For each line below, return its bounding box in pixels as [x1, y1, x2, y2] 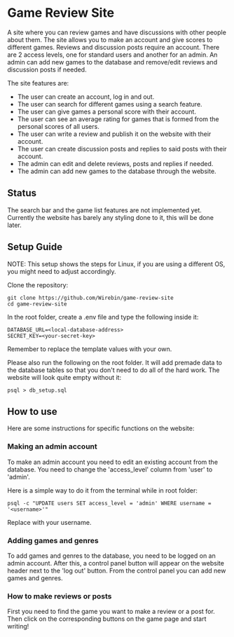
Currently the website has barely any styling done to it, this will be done [7, 213, 214, 221]
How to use [7, 405, 57, 418]
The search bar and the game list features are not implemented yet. [7, 205, 202, 214]
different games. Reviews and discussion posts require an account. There [7, 43, 220, 51]
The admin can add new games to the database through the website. [17, 167, 216, 175]
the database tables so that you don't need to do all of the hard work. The [7, 366, 220, 374]
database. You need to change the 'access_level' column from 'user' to [7, 465, 213, 474]
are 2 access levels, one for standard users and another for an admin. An [7, 50, 218, 59]
